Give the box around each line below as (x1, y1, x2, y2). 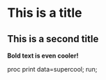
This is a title (7, 5, 82, 21)
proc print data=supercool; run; (7, 65, 98, 73)
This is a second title (7, 33, 99, 45)
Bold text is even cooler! (7, 51, 79, 60)
